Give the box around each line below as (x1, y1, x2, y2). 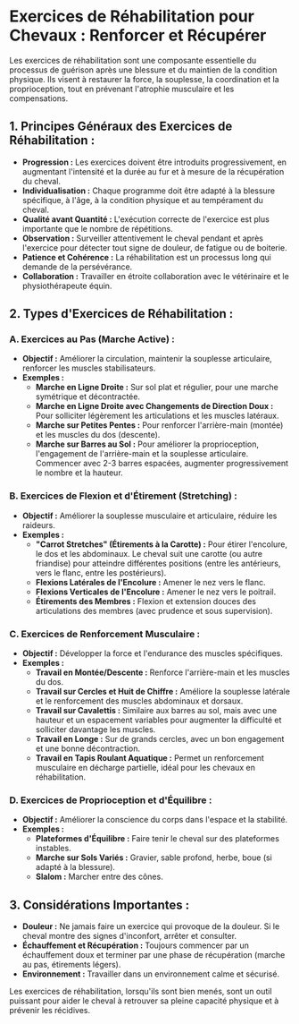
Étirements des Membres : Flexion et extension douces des (35, 595, 257, 606)
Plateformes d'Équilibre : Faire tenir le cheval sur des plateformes (35, 833, 279, 844)
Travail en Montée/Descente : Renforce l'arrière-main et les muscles (35, 667, 290, 678)
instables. (35, 843, 71, 854)
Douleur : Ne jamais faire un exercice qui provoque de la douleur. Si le (21, 921, 280, 932)
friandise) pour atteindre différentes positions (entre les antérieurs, (35, 558, 281, 568)
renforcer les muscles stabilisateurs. (21, 363, 156, 373)
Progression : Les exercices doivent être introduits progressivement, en (21, 157, 287, 167)
